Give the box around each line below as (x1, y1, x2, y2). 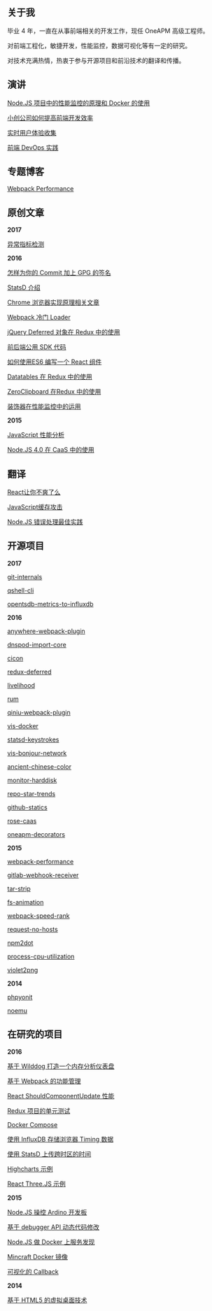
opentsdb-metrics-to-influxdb (7, 600, 94, 608)
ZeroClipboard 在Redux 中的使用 (7, 388, 101, 396)
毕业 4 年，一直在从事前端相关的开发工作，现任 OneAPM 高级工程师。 (7, 27, 209, 35)
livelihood (7, 681, 35, 689)
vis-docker (7, 721, 38, 730)
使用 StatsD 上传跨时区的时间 (7, 1149, 92, 1158)
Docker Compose (7, 1120, 58, 1128)
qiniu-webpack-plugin (7, 708, 71, 716)
